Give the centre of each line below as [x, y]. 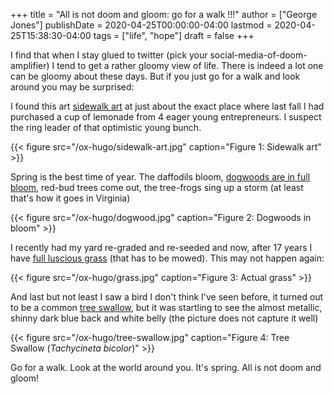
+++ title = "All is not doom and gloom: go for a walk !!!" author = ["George [164, 14]
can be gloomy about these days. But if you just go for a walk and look [155, 76]
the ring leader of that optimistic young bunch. [106, 127]
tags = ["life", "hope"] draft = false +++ [174, 35]
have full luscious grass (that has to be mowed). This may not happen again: [167, 258]
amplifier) [30, 65]
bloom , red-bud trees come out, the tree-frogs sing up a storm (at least [157, 187]
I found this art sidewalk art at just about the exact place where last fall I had [167, 106]
